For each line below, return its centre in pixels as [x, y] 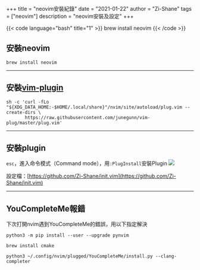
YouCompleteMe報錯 [46, 208]
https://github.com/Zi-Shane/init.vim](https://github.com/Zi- [103, 176]
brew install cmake [30, 246]
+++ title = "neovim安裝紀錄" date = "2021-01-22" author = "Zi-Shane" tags [99, 9]
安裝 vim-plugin [35, 88]
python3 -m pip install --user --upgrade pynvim [68, 235]
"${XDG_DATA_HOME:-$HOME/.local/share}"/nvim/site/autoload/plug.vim [94, 107]
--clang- [166, 256]
